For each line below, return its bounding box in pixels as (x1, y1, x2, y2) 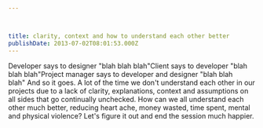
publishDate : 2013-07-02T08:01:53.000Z (8, 39, 139, 47)
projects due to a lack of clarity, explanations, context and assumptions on (8, 86, 249, 95)
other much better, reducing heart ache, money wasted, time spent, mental (8, 103, 250, 112)
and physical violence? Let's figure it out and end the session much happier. (8, 111, 254, 120)
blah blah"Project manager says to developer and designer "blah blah (8, 69, 233, 79)
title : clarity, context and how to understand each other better (8, 32, 230, 40)
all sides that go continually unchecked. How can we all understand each (8, 94, 245, 104)
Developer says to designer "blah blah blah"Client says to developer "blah (8, 60, 248, 71)
